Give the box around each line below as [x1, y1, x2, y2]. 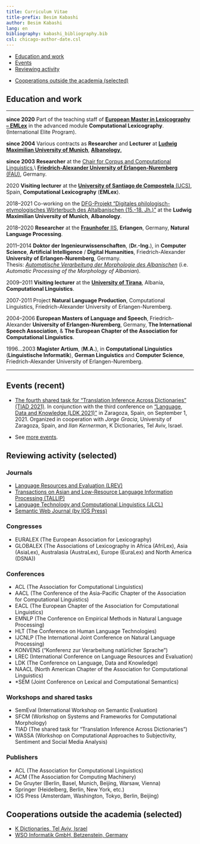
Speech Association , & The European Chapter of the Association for [6, 327, 178, 334]
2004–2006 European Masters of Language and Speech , [6, 314, 149, 322]
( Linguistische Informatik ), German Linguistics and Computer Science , [6, 351, 185, 358]
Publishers [6, 753, 38, 762]
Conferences [6, 570, 45, 578]
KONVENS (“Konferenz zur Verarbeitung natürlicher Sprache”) [14, 646, 168, 653]
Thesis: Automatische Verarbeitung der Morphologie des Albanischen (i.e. [6, 260, 189, 268]
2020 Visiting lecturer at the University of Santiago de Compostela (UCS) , [6, 182, 192, 189]
